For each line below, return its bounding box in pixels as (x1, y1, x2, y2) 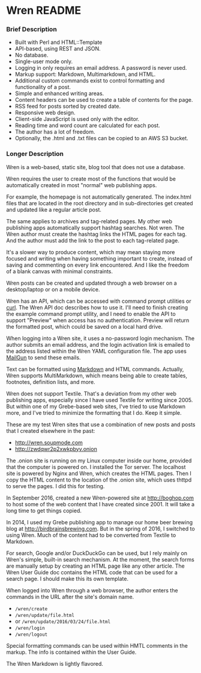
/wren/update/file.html (14, 612, 75, 618)
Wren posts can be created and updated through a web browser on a (6, 279, 177, 287)
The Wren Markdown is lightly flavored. (6, 660, 104, 667)
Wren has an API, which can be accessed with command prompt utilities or (6, 297, 192, 305)
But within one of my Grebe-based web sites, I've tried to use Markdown (6, 403, 186, 410)
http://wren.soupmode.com (14, 439, 83, 446)
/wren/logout (14, 631, 48, 637)
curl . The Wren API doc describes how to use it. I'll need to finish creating (6, 303, 188, 311)
